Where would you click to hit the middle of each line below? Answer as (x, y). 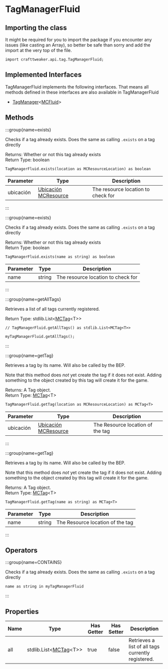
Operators (21, 551)
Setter (116, 632)
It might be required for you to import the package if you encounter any (78, 40)
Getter (95, 632)
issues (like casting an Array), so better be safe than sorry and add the (78, 45)
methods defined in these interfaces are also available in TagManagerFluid (82, 92)
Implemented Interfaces (43, 75)
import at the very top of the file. (38, 50)
